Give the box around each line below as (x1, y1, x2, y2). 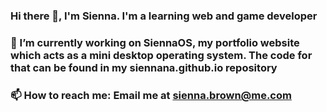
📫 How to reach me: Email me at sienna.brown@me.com (10, 88, 292, 102)
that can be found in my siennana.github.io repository (10, 60, 278, 74)
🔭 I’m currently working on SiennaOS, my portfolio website (10, 35, 300, 49)
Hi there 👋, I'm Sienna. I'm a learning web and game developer (10, 9, 318, 23)
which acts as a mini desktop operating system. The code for (10, 48, 313, 62)
